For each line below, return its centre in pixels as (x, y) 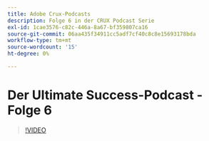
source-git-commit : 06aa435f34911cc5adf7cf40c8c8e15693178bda (102, 34)
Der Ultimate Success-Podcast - (105, 95)
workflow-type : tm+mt (40, 41)
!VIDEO (35, 130)
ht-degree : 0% (29, 54)
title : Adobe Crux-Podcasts (49, 14)
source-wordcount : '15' (43, 47)
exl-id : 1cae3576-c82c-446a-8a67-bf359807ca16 (78, 27)
